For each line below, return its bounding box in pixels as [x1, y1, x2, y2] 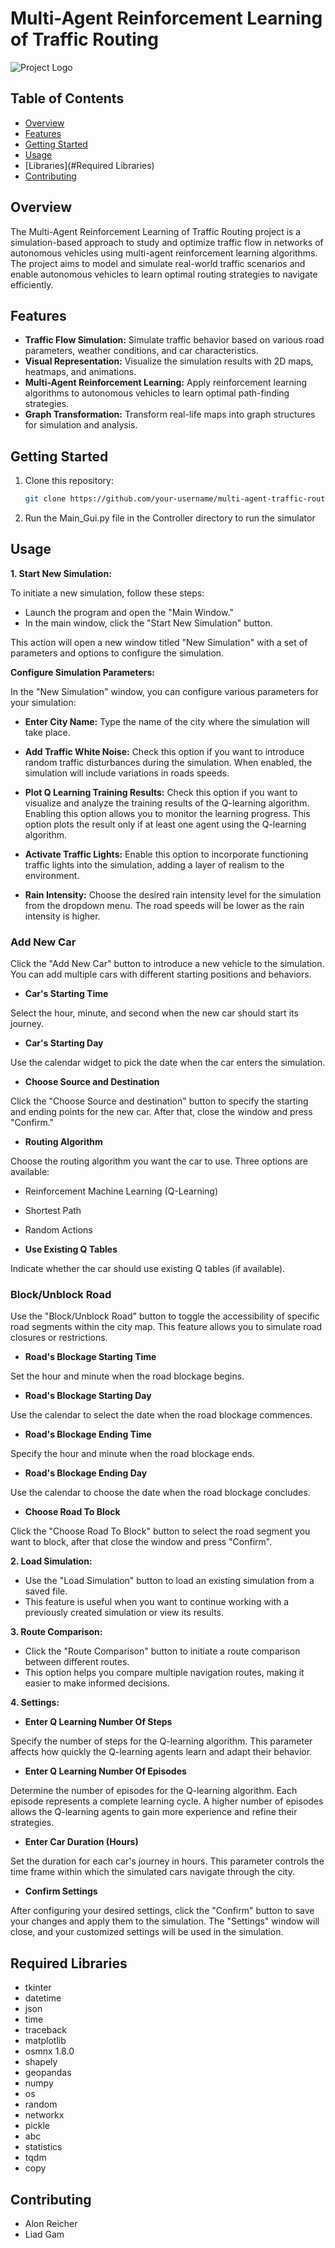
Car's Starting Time [24, 988, 109, 1000]
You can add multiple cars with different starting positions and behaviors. [10, 968, 312, 981]
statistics [24, 2141, 63, 2153]
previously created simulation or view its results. [24, 1607, 224, 1619]
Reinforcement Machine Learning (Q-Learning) [24, 1185, 219, 1197]
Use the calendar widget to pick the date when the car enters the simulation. [10, 1057, 326, 1069]
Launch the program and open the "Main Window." [24, 606, 234, 618]
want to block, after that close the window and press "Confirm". [10, 1536, 273, 1548]
